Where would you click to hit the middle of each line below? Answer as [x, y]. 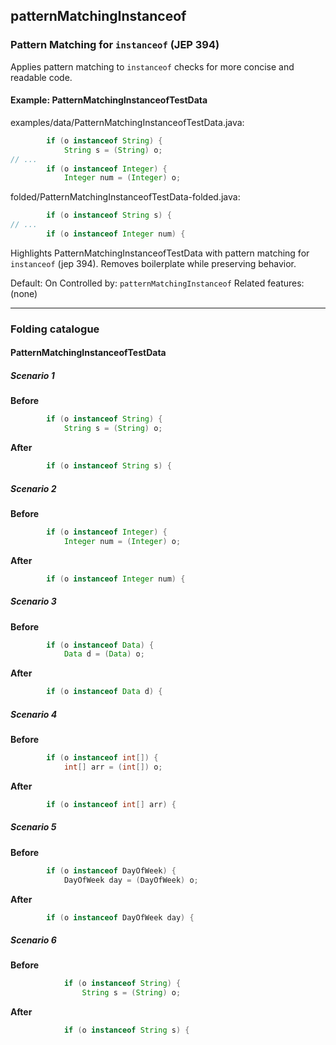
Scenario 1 [32, 375]
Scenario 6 [33, 940]
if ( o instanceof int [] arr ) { [111, 804]
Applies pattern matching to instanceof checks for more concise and [152, 66]
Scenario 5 [33, 827]
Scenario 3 [33, 601]
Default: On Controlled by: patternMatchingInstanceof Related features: [157, 283]
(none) [24, 293]
